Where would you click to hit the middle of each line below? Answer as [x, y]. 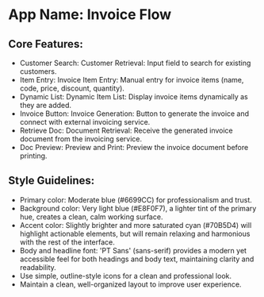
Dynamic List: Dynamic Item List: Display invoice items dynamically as [134, 96]
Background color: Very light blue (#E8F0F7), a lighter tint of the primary [138, 208]
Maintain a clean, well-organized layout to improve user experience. [130, 284]
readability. [38, 267]
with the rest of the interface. [67, 242]
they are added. [46, 105]
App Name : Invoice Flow [90, 15]
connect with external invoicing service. [85, 122]
